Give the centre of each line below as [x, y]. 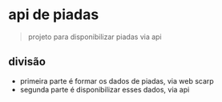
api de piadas [54, 15]
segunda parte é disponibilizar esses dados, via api [105, 89]
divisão [27, 62]
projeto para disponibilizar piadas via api [95, 37]
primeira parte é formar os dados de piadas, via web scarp [117, 80]
